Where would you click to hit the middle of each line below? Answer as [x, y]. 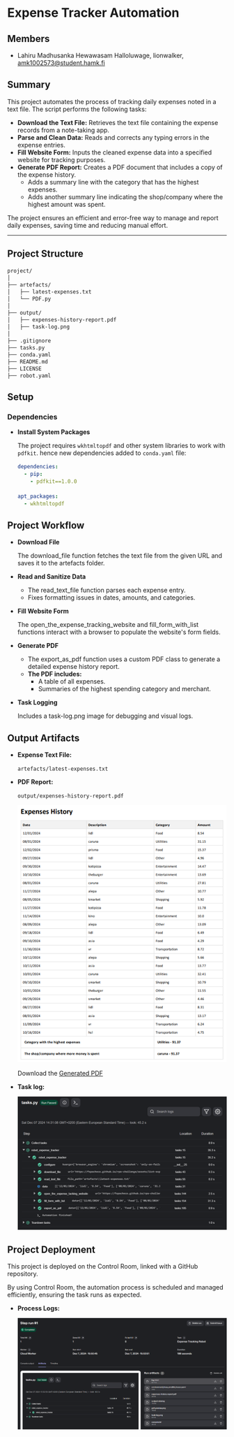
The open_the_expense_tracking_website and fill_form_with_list [108, 625]
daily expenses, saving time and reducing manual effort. [88, 225]
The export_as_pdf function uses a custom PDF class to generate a [124, 659]
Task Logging [37, 702]
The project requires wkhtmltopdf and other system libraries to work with [121, 446]
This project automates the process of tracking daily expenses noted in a [112, 101]
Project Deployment [51, 1249]
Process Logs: [39, 1308]
